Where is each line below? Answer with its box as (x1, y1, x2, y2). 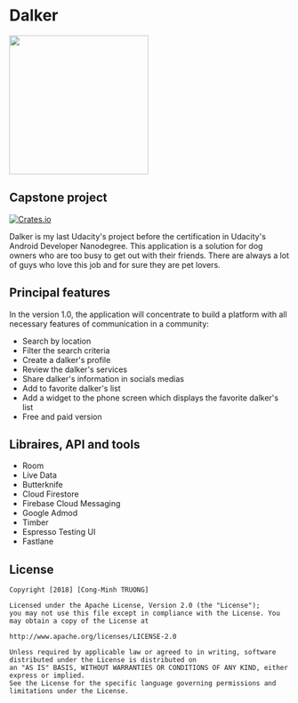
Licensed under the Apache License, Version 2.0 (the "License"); (9, 602, 261, 610)
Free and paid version (21, 411, 102, 422)
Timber (21, 517, 49, 528)
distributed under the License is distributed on (9, 656, 197, 665)
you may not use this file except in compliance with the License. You (9, 609, 280, 618)
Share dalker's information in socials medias (21, 373, 185, 384)
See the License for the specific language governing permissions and (9, 679, 277, 688)
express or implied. (9, 671, 86, 681)
